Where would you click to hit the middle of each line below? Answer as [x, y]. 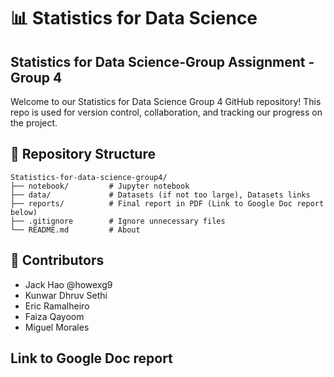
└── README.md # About [75, 230]
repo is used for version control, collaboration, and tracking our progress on [166, 112]
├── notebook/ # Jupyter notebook [100, 186]
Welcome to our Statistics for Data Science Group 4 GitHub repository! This [166, 101]
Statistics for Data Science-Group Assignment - [162, 61]
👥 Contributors [57, 260]
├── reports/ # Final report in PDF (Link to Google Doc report [167, 203]
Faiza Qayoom [54, 316]
